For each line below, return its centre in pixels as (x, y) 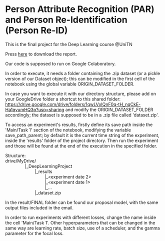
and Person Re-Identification (66, 20)
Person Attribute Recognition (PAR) (80, 9)
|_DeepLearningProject (48, 166)
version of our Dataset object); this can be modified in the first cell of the (80, 78)
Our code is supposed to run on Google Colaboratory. (60, 63)
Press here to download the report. (41, 54)
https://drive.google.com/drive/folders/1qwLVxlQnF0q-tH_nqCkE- (73, 104)
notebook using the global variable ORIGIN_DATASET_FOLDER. (70, 84)
